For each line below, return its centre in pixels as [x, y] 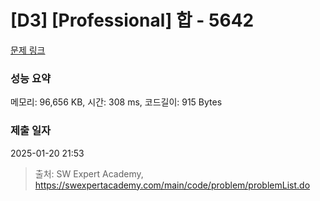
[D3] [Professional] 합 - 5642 [132, 20]
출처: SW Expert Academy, [89, 173]
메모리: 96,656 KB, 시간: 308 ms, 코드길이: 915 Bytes [116, 102]
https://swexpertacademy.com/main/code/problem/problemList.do [172, 185]
